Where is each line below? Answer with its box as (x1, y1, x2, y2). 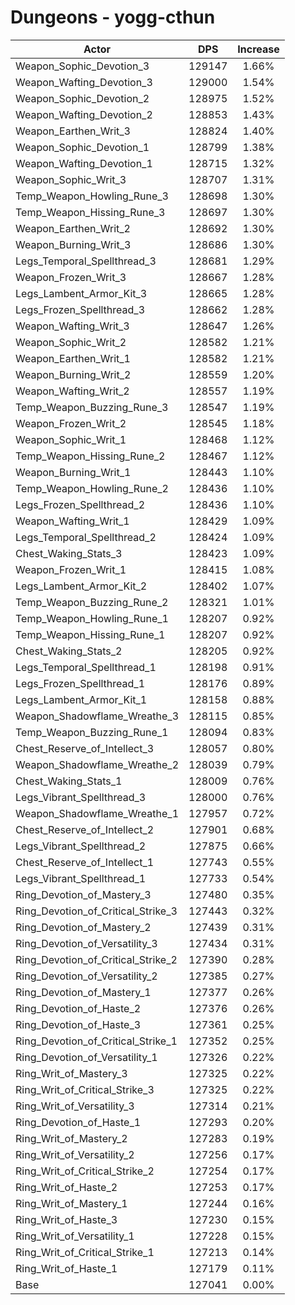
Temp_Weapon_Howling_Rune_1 (15, 611, 169, 625)
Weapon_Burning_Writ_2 (15, 367, 132, 381)
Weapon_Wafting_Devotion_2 (15, 107, 153, 121)
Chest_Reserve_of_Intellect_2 (15, 822, 155, 836)
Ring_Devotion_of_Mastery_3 (15, 887, 152, 901)
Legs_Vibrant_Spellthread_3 (15, 790, 147, 804)
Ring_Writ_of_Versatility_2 (15, 1147, 135, 1161)
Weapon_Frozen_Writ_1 (15, 562, 127, 576)
